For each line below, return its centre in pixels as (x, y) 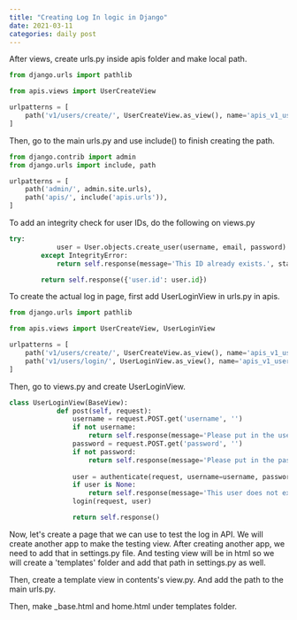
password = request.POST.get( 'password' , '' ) (157, 444)
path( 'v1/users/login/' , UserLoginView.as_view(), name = (132, 361)
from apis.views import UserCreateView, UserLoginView (112, 329)
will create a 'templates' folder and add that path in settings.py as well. (138, 562)
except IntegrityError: (84, 255)
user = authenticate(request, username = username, (165, 477)
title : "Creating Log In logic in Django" (88, 17)
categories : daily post (53, 34)
